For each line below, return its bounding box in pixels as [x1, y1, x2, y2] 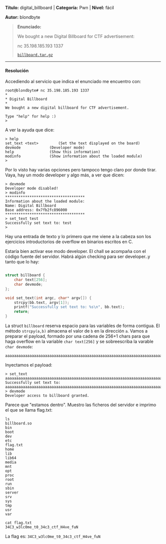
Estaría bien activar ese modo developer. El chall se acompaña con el [5, 249, 146, 254]
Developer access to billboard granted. [5, 393, 90, 398]
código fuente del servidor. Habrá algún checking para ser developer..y [5, 253, 151, 259]
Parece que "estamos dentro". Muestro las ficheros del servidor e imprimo [5, 402, 157, 408]
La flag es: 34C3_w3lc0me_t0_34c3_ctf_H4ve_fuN [5, 534, 101, 540]
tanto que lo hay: [5, 259, 40, 265]
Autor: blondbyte [5, 14, 41, 20]
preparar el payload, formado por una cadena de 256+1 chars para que [5, 334, 150, 339]
